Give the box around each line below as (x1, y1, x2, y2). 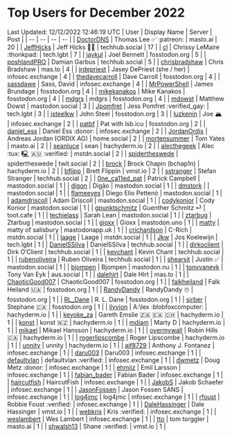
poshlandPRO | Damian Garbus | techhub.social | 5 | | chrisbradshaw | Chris (7, 57, 224, 66)
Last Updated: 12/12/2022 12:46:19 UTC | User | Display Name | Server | (7, 28, 213, 36)
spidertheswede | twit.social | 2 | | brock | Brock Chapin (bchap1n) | (7, 159, 200, 168)
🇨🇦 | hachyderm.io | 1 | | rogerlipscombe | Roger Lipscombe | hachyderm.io (7, 333, 225, 341)
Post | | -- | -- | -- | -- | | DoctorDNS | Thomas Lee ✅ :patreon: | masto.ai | (7, 35, 217, 43)
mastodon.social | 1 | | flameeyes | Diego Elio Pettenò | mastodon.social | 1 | (7, 188, 223, 197)
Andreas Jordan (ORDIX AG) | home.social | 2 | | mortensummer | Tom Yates (7, 134, 225, 143)
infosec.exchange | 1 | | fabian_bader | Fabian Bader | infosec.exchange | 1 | (7, 371, 223, 379)
